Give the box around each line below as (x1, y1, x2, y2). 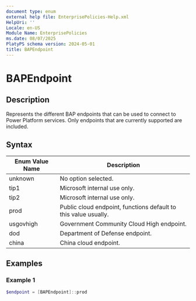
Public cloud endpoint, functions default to (60, 203, 176, 211)
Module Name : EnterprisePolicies (6, 30, 87, 36)
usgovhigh (9, 220, 38, 228)
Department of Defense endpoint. (60, 229, 152, 237)
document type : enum (6, 8, 57, 15)
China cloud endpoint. (60, 238, 121, 247)
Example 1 (6, 276, 36, 284)
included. (6, 123, 29, 130)
